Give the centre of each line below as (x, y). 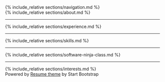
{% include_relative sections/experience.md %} (53, 27)
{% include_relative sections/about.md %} (48, 12)
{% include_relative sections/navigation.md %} (53, 7)
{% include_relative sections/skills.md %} (47, 41)
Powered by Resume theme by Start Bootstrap (52, 74)
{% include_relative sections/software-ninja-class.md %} (63, 55)
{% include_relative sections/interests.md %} (51, 69)
